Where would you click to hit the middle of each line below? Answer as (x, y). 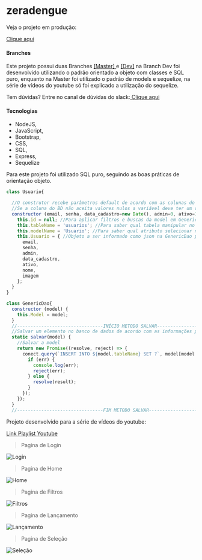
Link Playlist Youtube (32, 433)
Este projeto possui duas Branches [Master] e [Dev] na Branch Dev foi (93, 66)
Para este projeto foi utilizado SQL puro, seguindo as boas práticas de (93, 174)
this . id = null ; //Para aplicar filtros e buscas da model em (96, 220)
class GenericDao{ (29, 304)
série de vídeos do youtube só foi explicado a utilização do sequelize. (93, 86)
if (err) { (41, 360)
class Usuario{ (25, 192)
